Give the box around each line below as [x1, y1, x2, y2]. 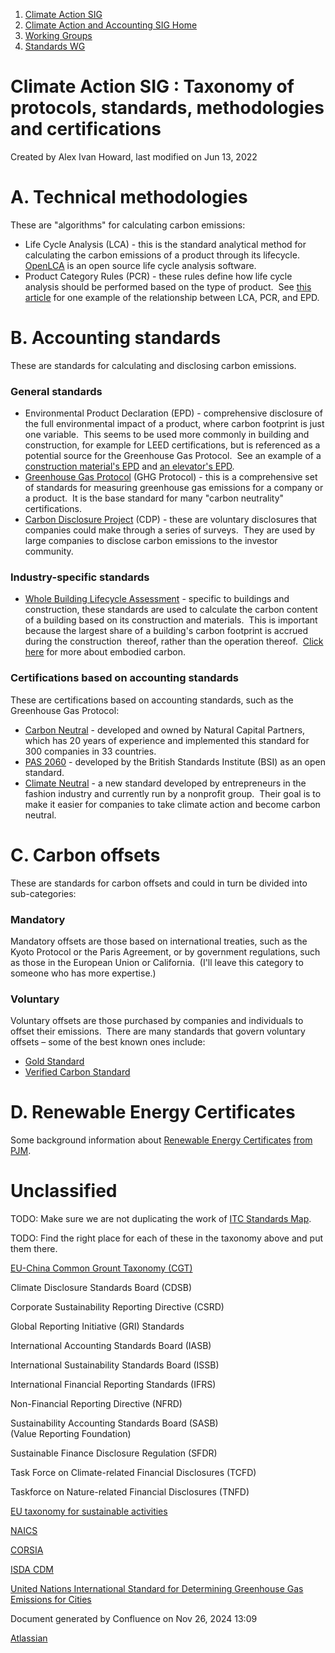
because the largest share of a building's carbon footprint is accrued [24, 625, 308, 637]
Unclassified [10, 1180, 118, 1203]
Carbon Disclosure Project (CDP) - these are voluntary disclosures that [24, 514, 318, 526]
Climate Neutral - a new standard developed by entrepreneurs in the [24, 777, 307, 789]
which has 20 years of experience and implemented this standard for [24, 734, 310, 746]
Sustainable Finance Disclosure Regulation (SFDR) [10, 1447, 218, 1459]
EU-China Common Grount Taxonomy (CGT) [10, 1262, 193, 1274]
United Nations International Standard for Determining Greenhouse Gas [10, 1583, 304, 1595]
